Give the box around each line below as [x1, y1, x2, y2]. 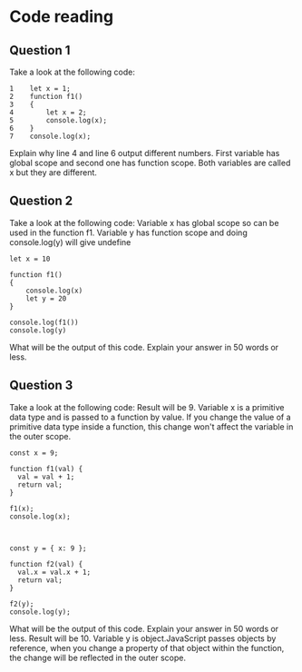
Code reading [9, 6, 114, 27]
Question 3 [9, 378, 73, 393]
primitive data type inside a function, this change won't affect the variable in [9, 420, 294, 432]
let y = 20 [25, 293, 67, 303]
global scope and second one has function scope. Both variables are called [9, 157, 291, 168]
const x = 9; [9, 448, 59, 458]
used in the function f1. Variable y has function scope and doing [9, 227, 248, 238]
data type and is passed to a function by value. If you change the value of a [9, 411, 292, 422]
